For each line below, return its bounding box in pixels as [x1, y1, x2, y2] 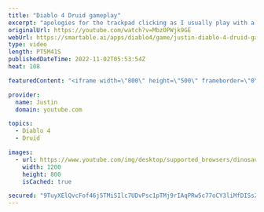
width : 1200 [22, 163, 61, 171]
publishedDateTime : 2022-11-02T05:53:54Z [8, 56, 146, 64]
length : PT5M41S [8, 48, 61, 56]
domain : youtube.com [15, 105, 82, 114]
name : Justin [15, 98, 58, 106]
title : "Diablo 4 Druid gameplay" [8, 11, 122, 20]
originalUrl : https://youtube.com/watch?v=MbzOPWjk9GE [8, 26, 192, 34]
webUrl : [8, 33, 34, 42]
